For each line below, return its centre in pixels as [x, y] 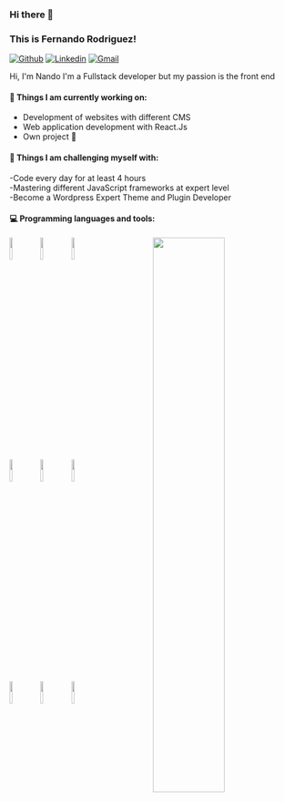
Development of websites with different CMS [106, 117]
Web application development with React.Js [105, 127]
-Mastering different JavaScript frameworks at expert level [119, 188]
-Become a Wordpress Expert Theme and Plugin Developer [121, 197]
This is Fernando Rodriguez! [73, 38]
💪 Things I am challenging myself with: [84, 157]
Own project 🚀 [50, 137]
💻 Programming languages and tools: [82, 218]
